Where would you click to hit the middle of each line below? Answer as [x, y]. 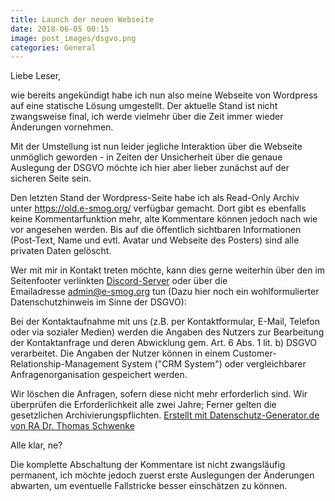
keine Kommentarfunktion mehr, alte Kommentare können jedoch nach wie [164, 219]
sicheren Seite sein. [51, 178]
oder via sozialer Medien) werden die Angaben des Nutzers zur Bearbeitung [167, 332]
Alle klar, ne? [36, 445]
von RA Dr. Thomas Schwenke [72, 426]
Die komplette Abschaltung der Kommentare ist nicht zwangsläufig [148, 465]
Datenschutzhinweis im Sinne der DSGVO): [98, 302]
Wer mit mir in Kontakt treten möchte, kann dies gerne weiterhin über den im [168, 270]
